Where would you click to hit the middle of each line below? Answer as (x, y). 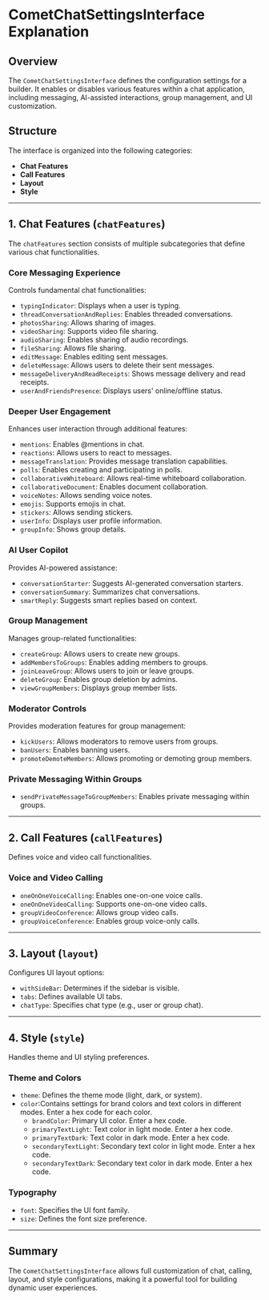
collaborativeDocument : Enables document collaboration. (114, 487)
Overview (33, 61)
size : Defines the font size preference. (83, 1218)
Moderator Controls (47, 708)
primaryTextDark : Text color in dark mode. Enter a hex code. (131, 1137)
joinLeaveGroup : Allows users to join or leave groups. (107, 671)
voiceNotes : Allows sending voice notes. (86, 496)
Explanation (49, 32)
